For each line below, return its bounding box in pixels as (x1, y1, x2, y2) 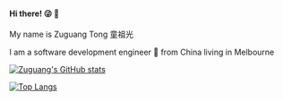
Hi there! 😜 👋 (9, 8, 60, 19)
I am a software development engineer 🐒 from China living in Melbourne (9, 46, 275, 58)
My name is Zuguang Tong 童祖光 (9, 29, 134, 40)
